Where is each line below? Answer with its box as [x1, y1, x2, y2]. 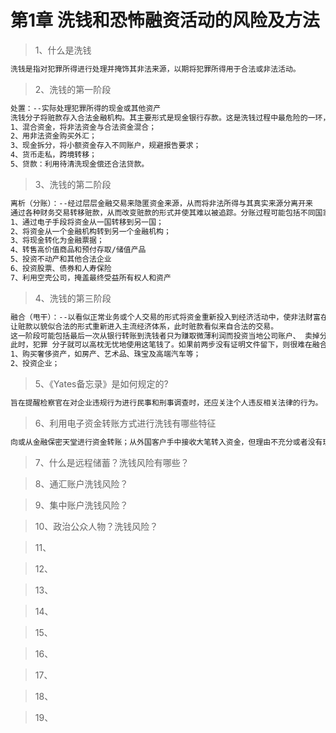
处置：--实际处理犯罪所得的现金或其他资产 [10, 103, 162, 113]
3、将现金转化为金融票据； [10, 236, 105, 246]
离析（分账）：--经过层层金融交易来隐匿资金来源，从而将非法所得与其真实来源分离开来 [10, 198, 313, 208]
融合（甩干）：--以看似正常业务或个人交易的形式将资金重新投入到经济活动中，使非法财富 [10, 312, 321, 322]
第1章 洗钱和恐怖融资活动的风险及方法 [10, 9, 320, 32]
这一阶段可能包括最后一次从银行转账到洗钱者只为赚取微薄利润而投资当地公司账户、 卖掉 [10, 331, 320, 341]
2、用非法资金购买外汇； [10, 131, 97, 141]
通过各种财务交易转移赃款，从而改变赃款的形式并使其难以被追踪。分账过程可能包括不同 [10, 207, 316, 218]
